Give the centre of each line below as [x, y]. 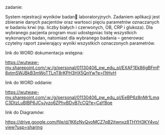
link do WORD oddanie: [29, 82]
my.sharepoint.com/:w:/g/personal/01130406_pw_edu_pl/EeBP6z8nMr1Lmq [82, 97]
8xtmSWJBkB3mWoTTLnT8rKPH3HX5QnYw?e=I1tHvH [61, 73]
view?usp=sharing [24, 127]
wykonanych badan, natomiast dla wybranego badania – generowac [75, 38]
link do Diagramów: [25, 112]
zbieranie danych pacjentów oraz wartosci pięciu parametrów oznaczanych [82, 22]
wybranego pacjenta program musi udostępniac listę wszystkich [71, 33]
